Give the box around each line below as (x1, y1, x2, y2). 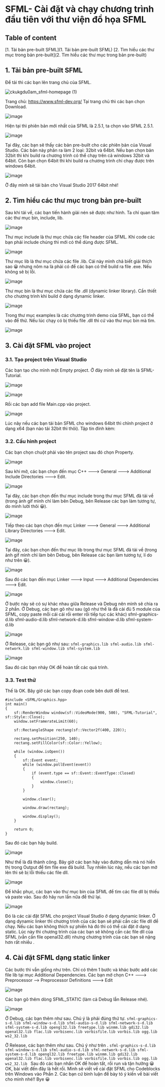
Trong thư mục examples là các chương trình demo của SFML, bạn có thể (5, 312, 154, 318)
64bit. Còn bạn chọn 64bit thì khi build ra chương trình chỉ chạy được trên (5, 157, 154, 163)
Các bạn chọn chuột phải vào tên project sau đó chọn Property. (5, 449, 134, 455)
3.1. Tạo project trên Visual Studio (5, 356, 87, 363)
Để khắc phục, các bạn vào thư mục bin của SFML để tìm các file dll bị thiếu (5, 889, 160, 894)
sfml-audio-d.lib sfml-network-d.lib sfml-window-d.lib (14, 616, 125, 622)
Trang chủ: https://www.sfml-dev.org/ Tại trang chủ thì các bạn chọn (5, 98, 145, 104)
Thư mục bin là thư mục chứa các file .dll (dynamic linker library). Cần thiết (5, 288, 157, 294)
